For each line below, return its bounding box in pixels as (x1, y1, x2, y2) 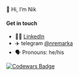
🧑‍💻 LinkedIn (14, 33, 45, 40)
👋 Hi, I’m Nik (6, 6, 37, 13)
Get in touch (6, 19, 38, 27)
